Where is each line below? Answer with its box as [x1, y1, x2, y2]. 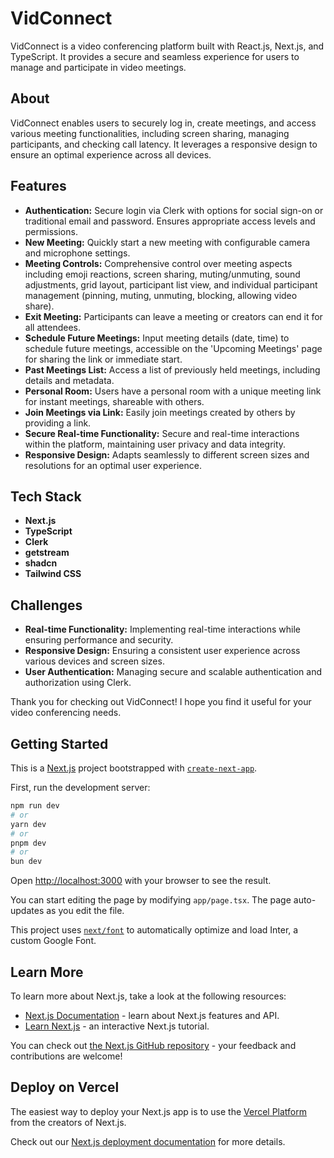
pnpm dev [10, 838, 47, 848]
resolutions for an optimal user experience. [24, 459, 202, 471]
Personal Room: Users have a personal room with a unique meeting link [24, 385, 322, 397]
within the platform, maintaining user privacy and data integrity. [24, 438, 287, 450]
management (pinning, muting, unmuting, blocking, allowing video [24, 289, 298, 301]
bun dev [10, 857, 43, 867]
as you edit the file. [46, 905, 125, 917]
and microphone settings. [24, 247, 131, 259]
